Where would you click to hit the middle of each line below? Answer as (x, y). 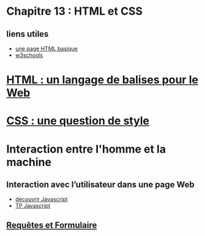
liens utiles (28, 34)
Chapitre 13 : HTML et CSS (74, 11)
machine (29, 162)
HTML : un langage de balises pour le (102, 80)
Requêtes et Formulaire (52, 225)
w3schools (29, 55)
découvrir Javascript (41, 199)
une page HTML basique (47, 48)
